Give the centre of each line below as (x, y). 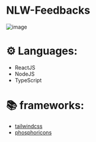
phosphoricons (33, 132)
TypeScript (28, 80)
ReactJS (25, 67)
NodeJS (25, 74)
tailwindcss (28, 126)
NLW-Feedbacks (48, 10)
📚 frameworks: (45, 106)
